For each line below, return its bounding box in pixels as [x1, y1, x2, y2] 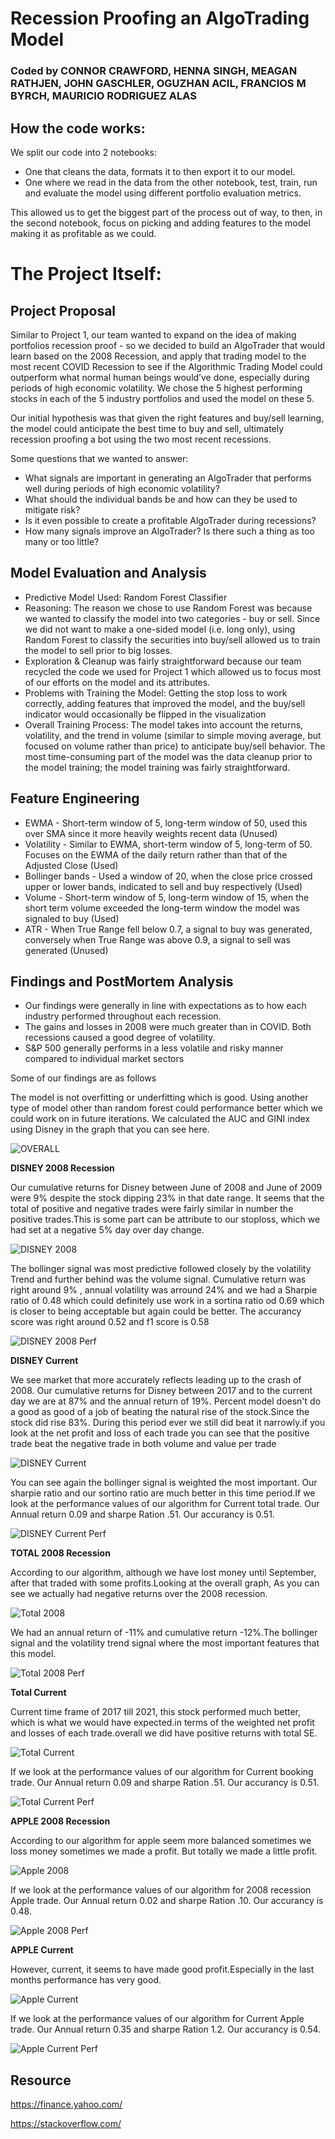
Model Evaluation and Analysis [10, 565, 207, 582]
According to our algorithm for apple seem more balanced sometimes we [10, 1835, 312, 1847]
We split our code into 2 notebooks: [10, 146, 158, 158]
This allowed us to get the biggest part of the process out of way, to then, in [10, 206, 323, 218]
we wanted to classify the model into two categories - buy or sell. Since [24, 612, 321, 624]
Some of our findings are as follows [10, 1072, 157, 1084]
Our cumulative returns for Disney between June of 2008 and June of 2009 [10, 1182, 323, 1194]
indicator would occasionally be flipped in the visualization [24, 708, 267, 720]
